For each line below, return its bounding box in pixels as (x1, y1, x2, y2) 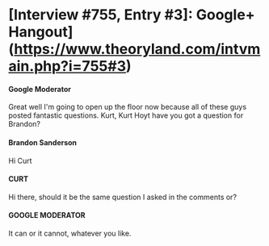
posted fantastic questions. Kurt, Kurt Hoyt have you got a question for (8, 110, 244, 120)
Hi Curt (8, 156, 32, 165)
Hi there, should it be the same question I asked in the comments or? (8, 192, 237, 202)
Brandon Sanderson (8, 137, 78, 147)
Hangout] (8, 23, 74, 41)
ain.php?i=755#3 (8, 57, 127, 76)
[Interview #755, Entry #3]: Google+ (8, 6, 256, 24)
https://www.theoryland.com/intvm (14, 40, 261, 58)
